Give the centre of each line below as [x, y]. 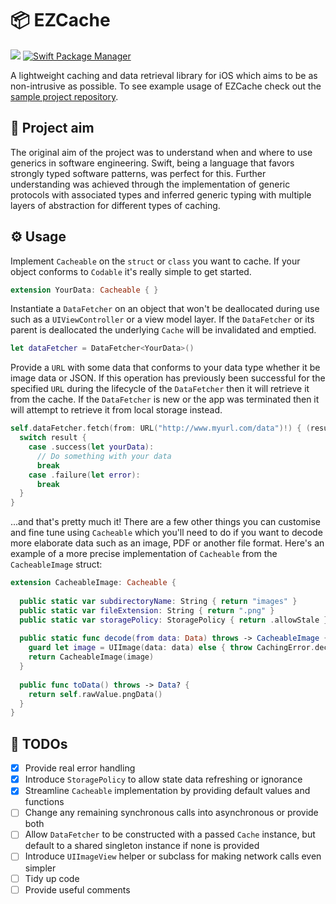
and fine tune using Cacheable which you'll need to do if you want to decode [166, 533]
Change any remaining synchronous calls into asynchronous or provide [171, 813]
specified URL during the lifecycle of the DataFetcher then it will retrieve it [160, 389]
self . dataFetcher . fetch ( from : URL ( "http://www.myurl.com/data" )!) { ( [160, 428]
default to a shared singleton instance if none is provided [142, 846]
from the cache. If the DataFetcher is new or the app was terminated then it [165, 399]
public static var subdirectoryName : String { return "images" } [158, 601]
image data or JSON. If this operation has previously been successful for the [168, 378]
